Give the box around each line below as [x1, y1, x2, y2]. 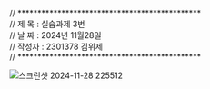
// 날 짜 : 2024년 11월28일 [9, 30, 102, 40]
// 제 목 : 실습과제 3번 [9, 18, 85, 29]
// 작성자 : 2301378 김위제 [9, 41, 103, 52]
